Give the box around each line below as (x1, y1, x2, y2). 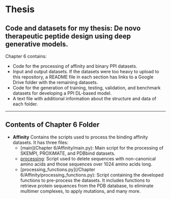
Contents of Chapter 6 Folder (5, 121, 100, 129)
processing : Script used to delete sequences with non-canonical (20, 155, 156, 161)
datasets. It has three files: (12, 139, 69, 146)
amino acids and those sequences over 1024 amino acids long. (20, 161, 153, 167)
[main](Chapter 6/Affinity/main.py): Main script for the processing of (20, 145, 164, 151)
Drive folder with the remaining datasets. (12, 79, 98, 85)
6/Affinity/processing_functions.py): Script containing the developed (20, 172, 164, 178)
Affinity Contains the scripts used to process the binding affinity (12, 134, 149, 140)
